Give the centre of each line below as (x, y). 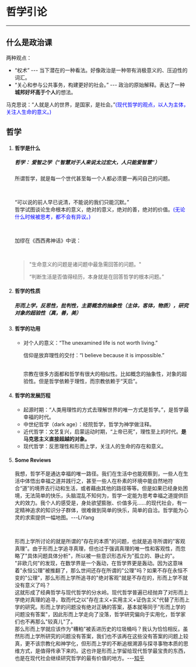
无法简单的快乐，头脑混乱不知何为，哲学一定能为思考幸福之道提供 (104, 496)
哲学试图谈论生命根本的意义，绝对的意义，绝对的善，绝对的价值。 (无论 (100, 209)
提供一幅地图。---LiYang (64, 517)
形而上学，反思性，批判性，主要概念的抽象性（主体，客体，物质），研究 (101, 305)
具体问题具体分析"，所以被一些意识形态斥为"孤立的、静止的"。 (102, 556)
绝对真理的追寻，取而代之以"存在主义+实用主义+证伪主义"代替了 (97, 600)
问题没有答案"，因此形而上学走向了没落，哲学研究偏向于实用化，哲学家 (100, 614)
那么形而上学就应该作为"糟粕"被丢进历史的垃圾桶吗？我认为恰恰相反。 (99, 629)
